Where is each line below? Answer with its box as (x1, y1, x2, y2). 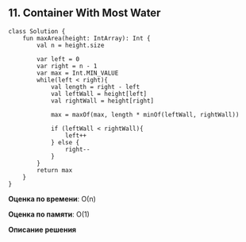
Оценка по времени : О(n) (8, 194, 97, 203)
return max (37, 166, 73, 174)
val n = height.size (37, 41, 105, 49)
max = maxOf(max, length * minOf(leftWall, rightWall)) (50, 110, 240, 118)
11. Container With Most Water (8, 6, 161, 20)
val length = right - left (50, 83, 140, 90)
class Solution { (8, 27, 66, 35)
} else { (50, 138, 80, 146)
